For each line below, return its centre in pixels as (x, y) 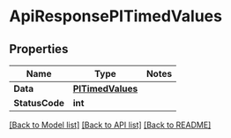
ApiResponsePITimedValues (116, 16)
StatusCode (39, 103)
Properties (39, 49)
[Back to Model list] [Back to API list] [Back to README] (110, 125)
